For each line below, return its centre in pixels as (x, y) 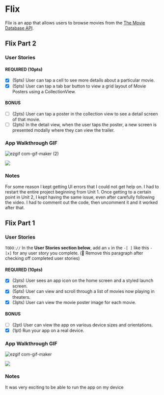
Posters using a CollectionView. (44, 91)
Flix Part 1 (20, 223)
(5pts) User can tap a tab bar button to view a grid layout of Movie (79, 86)
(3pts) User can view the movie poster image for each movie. (74, 302)
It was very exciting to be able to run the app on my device (64, 387)
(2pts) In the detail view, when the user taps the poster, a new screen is (84, 124)
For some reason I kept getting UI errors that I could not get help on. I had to (82, 187)
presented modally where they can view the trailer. (63, 130)
